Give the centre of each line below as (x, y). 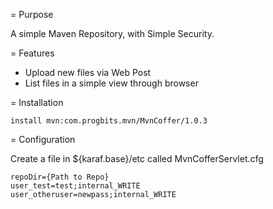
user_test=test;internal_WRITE (75, 186)
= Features (32, 53)
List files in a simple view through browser (111, 83)
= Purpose (32, 14)
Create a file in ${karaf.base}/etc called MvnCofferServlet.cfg (137, 158)
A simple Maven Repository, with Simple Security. (112, 33)
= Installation (37, 102)
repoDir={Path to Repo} (60, 177)
